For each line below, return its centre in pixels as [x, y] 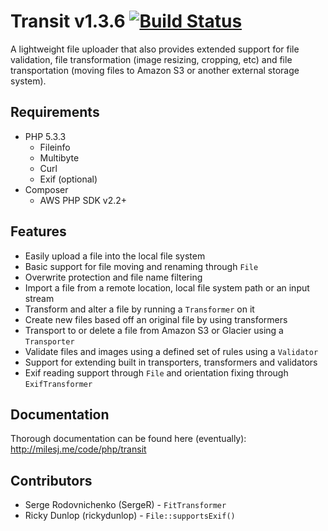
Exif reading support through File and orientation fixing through [156, 372]
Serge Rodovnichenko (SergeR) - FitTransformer [125, 505]
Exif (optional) [68, 179]
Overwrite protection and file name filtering [113, 277]
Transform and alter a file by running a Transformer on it [139, 309]
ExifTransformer [58, 384]
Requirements [55, 112]
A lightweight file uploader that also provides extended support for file [155, 49]
